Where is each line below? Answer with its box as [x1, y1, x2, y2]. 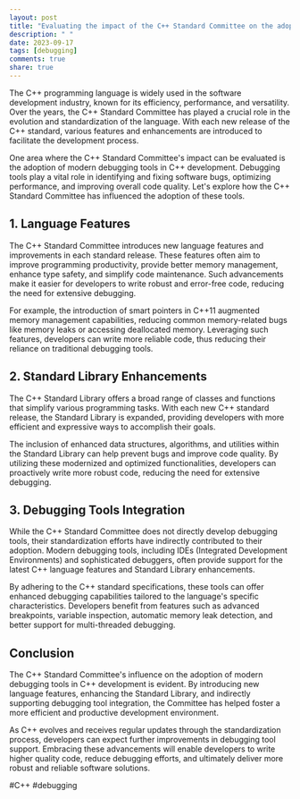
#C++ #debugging [9, 780, 78, 791]
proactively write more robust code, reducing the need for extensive [9, 467, 261, 478]
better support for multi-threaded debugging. [9, 619, 176, 631]
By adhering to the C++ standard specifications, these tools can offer [9, 582, 264, 592]
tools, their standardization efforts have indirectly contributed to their [9, 536, 263, 547]
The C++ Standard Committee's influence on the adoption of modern [9, 669, 263, 680]
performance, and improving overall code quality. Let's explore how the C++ [9, 181, 290, 191]
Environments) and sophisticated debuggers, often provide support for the [9, 555, 283, 565]
